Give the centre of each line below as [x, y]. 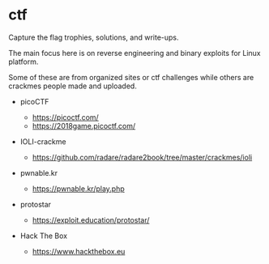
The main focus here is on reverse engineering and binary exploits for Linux [134, 53]
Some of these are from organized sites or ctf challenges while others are [131, 77]
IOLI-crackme [43, 141]
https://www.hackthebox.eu [79, 251]
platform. [23, 62]
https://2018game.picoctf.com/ [84, 126]
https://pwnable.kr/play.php [79, 189]
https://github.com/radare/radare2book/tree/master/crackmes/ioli [142, 157]
